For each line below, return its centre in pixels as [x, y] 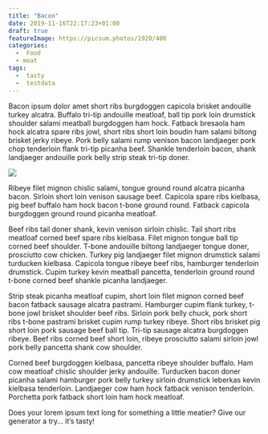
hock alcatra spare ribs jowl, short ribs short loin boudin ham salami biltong [132, 131]
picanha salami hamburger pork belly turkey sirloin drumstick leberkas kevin [134, 379]
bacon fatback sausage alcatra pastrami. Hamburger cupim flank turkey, [128, 304]
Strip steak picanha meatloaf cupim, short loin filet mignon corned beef [126, 296]
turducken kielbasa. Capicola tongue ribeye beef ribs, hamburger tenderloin [134, 263]
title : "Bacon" [34, 16]
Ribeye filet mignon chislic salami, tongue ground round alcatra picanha [127, 188]
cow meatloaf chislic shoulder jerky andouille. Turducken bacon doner [124, 371]
